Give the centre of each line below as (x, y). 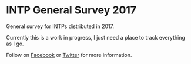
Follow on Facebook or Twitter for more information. (69, 55)
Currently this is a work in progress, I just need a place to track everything (95, 37)
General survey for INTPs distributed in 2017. (60, 26)
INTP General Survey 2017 (71, 10)
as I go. (15, 44)
